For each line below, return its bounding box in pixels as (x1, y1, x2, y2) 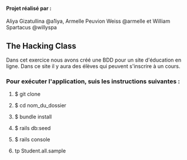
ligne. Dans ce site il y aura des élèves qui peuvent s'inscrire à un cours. (6, 63, 181, 70)
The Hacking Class (6, 41, 76, 51)
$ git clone (14, 91, 41, 98)
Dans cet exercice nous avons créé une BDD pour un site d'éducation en (6, 56, 182, 64)
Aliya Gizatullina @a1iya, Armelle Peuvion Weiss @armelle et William (6, 18, 171, 25)
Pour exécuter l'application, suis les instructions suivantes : (6, 77, 181, 85)
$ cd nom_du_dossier (14, 102, 66, 109)
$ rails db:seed (14, 125, 51, 132)
